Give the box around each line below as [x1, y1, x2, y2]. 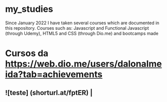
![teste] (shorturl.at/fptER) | [5, 88, 93, 97]
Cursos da [5, 48, 49, 59]
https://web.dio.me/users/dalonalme [5, 58, 162, 70]
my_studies [5, 3, 54, 15]
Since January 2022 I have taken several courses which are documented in [5, 20, 160, 26]
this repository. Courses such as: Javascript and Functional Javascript [5, 25, 149, 31]
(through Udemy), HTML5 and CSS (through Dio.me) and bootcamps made [5, 30, 159, 36]
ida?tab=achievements [5, 69, 103, 80]
